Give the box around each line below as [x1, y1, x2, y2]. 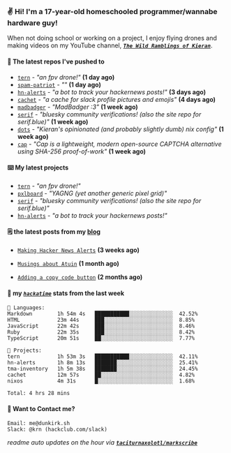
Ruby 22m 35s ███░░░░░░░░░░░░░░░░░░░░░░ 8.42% [7, 329, 195, 336]
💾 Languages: [7, 304, 45, 311]
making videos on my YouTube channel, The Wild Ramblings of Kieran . [7, 41, 213, 50]
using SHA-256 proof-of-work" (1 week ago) [17, 147, 147, 156]
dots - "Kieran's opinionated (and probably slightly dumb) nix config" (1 [17, 125, 224, 133]
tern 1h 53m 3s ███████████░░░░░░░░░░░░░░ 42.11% [7, 353, 198, 360]
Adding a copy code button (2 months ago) [17, 272, 143, 281]
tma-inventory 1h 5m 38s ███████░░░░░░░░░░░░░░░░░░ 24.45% [7, 366, 198, 373]
